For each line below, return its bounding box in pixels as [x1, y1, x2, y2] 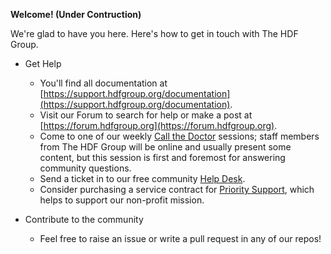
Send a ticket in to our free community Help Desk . [39, 173, 246, 184]
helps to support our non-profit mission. [39, 194, 205, 206]
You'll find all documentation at [39, 77, 168, 89]
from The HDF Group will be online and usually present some [39, 141, 292, 153]
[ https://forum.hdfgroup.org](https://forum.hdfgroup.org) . [39, 120, 278, 131]
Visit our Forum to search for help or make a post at [39, 109, 253, 121]
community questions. [39, 162, 132, 174]
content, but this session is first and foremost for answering [39, 152, 286, 163]
